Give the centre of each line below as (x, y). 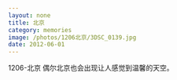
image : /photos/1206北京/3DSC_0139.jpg (72, 37)
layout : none (29, 15)
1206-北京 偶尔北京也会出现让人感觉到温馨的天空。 (91, 68)
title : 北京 (26, 23)
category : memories (40, 30)
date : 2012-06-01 (37, 45)
